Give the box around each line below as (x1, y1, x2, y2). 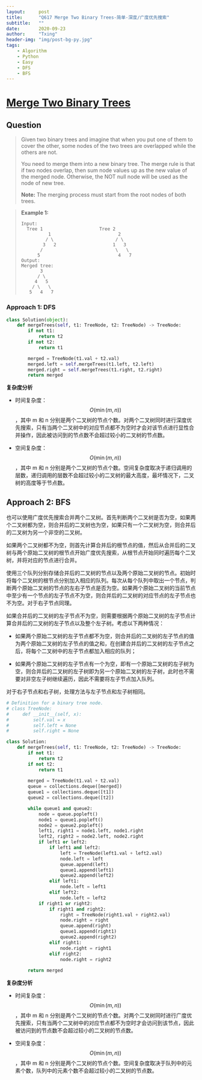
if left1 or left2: (38, 839, 87, 845)
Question (6, 120, 41, 130)
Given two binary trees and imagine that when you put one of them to (20, 136, 194, 143)
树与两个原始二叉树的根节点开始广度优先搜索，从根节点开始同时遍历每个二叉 (6, 549, 196, 557)
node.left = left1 (60, 884, 106, 890)
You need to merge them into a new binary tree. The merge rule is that (20, 160, 195, 168)
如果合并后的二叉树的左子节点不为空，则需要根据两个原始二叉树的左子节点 (6, 612, 191, 620)
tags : (6, 43, 20, 49)
